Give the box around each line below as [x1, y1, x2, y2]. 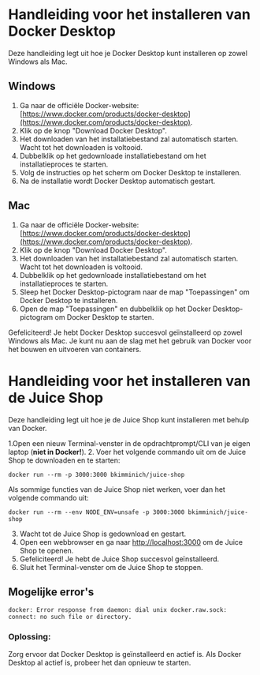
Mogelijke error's [8, 585, 95, 598]
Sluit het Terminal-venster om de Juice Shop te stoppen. [19, 562, 203, 572]
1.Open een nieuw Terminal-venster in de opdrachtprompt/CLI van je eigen [8, 438, 251, 448]
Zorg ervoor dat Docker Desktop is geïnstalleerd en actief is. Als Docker [8, 649, 242, 658]
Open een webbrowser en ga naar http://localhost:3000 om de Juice [19, 537, 243, 546]
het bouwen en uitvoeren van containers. [8, 344, 142, 354]
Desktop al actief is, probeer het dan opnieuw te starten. [8, 658, 191, 667]
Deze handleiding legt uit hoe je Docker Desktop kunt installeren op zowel [8, 48, 248, 58]
